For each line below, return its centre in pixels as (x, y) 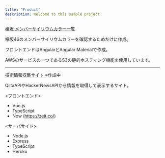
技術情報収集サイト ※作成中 (33, 75)
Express (20, 141)
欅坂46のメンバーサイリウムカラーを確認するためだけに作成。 (68, 39)
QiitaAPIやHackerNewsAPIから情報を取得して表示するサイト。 (68, 85)
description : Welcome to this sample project (52, 14)
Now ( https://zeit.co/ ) (34, 116)
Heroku (20, 151)
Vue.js (19, 105)
